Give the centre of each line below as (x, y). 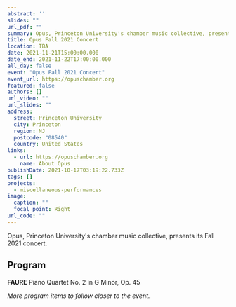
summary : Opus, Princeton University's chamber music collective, (106, 33)
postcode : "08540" (41, 137)
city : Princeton (37, 124)
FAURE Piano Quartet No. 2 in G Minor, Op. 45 (74, 282)
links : (17, 151)
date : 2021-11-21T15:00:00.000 (53, 53)
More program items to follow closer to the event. (79, 296)
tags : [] (20, 177)
